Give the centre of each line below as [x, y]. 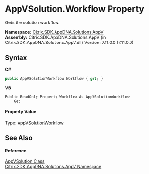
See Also [19, 138]
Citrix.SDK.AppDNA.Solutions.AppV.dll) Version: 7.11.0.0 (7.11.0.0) [69, 42]
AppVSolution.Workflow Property [75, 9]
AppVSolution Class [25, 161]
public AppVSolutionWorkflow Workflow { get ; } [54, 78]
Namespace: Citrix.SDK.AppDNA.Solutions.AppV [54, 32]
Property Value [21, 112]
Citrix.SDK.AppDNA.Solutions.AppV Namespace [53, 167]
